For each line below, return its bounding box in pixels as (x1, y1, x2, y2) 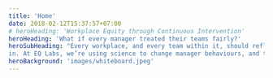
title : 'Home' (8, 11, 57, 20)
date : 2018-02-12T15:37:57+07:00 (8, 19, 122, 28)
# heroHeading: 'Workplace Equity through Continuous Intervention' (8, 27, 245, 35)
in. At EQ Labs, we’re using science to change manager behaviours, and (8, 50, 260, 58)
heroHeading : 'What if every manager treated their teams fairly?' (8, 34, 242, 43)
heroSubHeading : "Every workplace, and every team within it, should (8, 42, 249, 50)
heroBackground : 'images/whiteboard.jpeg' (8, 58, 154, 66)
